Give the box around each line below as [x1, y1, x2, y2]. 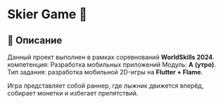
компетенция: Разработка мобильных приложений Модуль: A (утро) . [7, 60, 217, 69]
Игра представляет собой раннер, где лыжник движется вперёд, [7, 82, 204, 90]
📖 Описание [7, 34, 63, 46]
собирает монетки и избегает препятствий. [7, 89, 139, 97]
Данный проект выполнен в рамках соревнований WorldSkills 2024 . [7, 53, 215, 61]
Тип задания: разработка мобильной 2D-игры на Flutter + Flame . [7, 68, 203, 76]
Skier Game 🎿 [7, 6, 88, 22]
